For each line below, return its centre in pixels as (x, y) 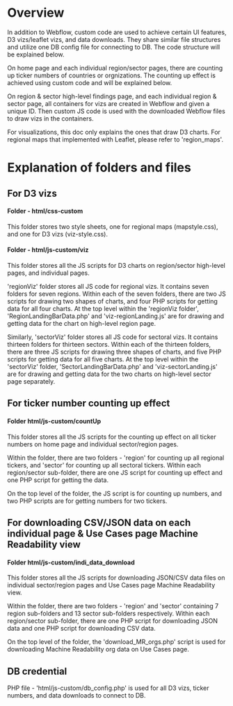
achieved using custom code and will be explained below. (90, 82)
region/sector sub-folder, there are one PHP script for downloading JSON (112, 621)
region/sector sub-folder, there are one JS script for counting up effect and (115, 472)
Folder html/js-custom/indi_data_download (71, 562)
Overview (36, 13)
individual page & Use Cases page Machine (103, 533)
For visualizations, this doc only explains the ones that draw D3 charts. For (114, 132)
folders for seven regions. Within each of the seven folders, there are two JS (116, 294)
